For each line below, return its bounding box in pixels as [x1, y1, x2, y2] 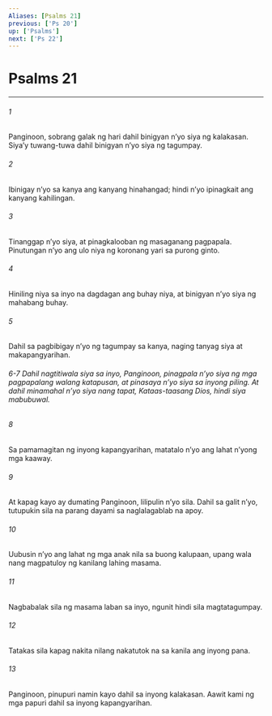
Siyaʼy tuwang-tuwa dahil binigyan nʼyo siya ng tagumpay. [8, 140, 202, 150]
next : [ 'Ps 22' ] [8, 34, 63, 43]
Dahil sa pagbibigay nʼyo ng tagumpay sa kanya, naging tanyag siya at [8, 342, 243, 352]
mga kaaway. [8, 454, 53, 464]
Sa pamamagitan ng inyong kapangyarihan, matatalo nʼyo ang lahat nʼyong [8, 445, 257, 455]
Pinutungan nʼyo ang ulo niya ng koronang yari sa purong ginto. [8, 245, 220, 255]
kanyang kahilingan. [8, 192, 75, 203]
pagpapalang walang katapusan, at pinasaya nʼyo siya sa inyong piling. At [8, 377, 259, 386]
